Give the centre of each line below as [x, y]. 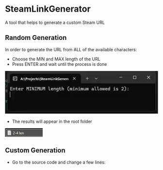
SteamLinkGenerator [48, 9]
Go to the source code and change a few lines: [59, 162]
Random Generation [36, 38]
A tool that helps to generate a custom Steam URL [55, 22]
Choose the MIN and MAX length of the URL [56, 59]
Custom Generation [35, 150]
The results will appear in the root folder [52, 121]
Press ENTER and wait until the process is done [59, 64]
